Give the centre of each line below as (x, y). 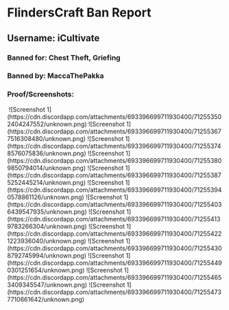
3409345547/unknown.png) (47, 285)
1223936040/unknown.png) (47, 241)
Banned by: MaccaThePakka (56, 76)
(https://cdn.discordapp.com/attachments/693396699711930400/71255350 (114, 117)
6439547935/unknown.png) (47, 212)
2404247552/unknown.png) (47, 124)
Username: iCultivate (53, 38)
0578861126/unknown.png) (46, 197)
